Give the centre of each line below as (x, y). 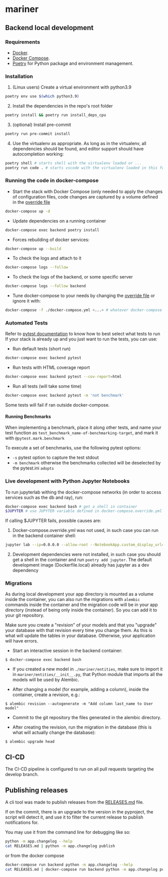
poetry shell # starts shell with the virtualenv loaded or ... (73, 163)
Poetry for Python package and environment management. (73, 63)
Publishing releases (37, 790)
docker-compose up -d (28, 211)
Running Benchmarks (28, 416)
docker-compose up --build (33, 248)
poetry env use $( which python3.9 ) (42, 96)
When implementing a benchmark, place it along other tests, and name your (83, 427)
